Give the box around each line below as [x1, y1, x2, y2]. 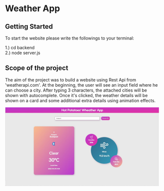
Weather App [5, 3, 60, 14]
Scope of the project [5, 64, 68, 72]
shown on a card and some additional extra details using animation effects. [5, 97, 156, 103]
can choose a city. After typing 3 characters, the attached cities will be [5, 87, 147, 93]
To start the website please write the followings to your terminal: [5, 35, 134, 41]
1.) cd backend [5, 45, 35, 50]
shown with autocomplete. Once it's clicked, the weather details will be [5, 92, 148, 98]
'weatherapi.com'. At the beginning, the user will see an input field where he [5, 82, 158, 88]
